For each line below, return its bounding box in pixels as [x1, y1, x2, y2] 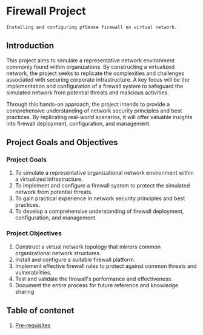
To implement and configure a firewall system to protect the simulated [15, 182, 190, 189]
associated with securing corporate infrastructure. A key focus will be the [6, 76, 190, 83]
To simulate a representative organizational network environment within [15, 169, 194, 177]
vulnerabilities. [15, 268, 52, 276]
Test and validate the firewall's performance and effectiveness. [15, 275, 173, 282]
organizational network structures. [15, 249, 101, 256]
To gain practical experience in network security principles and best [15, 195, 185, 202]
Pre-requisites [15, 322, 51, 329]
